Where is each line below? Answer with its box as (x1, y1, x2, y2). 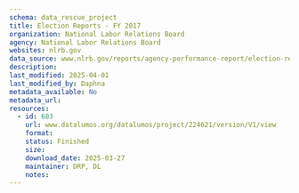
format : (25, 129, 53, 138)
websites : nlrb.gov (9, 46, 82, 55)
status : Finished (25, 137, 90, 146)
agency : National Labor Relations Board (9, 37, 162, 47)
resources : (9, 104, 50, 113)
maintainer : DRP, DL (25, 162, 101, 171)
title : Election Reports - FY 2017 (9, 21, 141, 30)
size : (25, 145, 46, 154)
